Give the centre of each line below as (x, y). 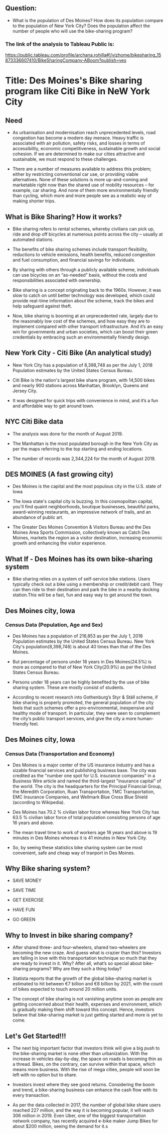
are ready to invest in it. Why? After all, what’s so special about (77, 963)
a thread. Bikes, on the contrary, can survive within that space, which (84, 1064)
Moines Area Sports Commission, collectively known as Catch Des (81, 532)
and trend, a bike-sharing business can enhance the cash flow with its (85, 1090)
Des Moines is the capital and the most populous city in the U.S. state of (87, 486)
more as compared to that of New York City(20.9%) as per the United (84, 667)
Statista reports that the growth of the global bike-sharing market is (82, 978)
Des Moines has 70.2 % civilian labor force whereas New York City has (86, 812)
